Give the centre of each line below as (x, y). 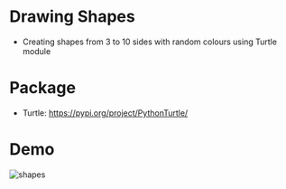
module (37, 51)
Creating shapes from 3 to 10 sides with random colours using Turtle (150, 42)
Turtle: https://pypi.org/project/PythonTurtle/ (105, 113)
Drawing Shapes (72, 17)
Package (43, 88)
